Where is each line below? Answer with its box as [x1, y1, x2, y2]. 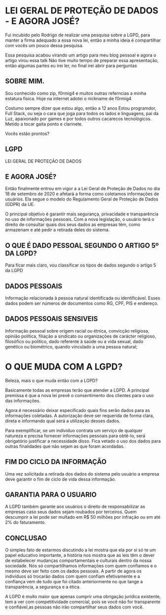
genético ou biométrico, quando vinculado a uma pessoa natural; [5, 343, 138, 349]
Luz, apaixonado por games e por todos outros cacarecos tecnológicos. [5, 116, 152, 122]
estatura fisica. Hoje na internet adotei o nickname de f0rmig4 [5, 95, 132, 101]
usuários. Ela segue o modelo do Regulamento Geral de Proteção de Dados [5, 196, 159, 202]
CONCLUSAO [5, 534, 47, 542]
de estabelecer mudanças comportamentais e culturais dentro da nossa [5, 557, 152, 563]
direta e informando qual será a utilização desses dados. [5, 417, 121, 424]
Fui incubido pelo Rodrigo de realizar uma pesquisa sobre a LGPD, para [5, 32, 150, 38]
